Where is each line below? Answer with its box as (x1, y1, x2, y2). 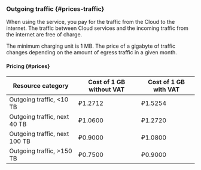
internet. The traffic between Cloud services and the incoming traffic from (6, 24, 188, 32)
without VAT (89, 85, 125, 94)
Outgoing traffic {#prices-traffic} (6, 5, 105, 13)
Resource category (13, 81, 69, 89)
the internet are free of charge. (6, 31, 83, 38)
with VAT (153, 85, 180, 94)
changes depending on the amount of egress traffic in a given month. (6, 49, 178, 56)
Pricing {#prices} (6, 62, 50, 70)
